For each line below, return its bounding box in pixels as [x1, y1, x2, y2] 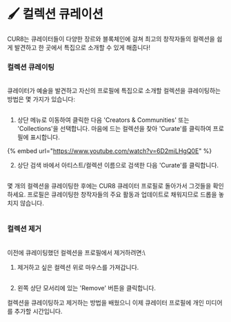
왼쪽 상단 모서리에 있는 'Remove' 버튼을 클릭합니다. [17, 283, 157, 292]
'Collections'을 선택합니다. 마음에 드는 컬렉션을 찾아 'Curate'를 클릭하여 [17, 125, 212, 133]
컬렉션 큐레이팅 [7, 62, 55, 72]
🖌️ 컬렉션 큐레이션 [7, 6, 103, 22]
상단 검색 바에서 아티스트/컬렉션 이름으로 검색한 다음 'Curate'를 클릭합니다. [17, 161, 219, 170]
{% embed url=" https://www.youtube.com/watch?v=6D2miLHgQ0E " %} [7, 147, 212, 155]
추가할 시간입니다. [14, 307, 63, 315]
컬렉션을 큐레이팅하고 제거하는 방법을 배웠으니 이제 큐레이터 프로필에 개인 [7, 298, 205, 307]
